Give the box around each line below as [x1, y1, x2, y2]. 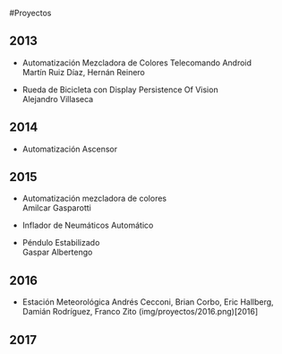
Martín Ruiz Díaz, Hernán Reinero [21, 66, 145, 77]
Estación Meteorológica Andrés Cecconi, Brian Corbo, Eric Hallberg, [21, 297, 275, 307]
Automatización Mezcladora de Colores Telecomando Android [21, 57, 252, 68]
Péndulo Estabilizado [21, 237, 100, 248]
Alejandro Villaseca [21, 93, 94, 104]
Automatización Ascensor [21, 143, 118, 154]
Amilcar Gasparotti [21, 203, 91, 213]
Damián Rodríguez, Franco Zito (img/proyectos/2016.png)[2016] [21, 307, 259, 317]
